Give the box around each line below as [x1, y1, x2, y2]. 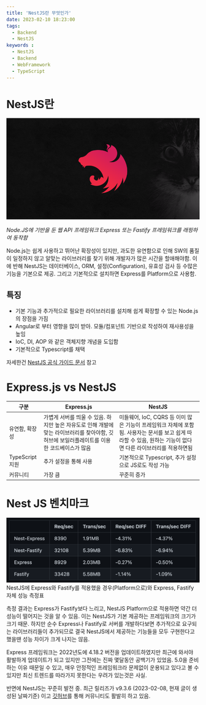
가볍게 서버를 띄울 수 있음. [44, 413, 105, 420]
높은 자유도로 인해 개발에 [55, 421, 114, 428]
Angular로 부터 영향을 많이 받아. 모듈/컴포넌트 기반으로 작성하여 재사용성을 [15, 322, 194, 329]
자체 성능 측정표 [6, 592, 45, 599]
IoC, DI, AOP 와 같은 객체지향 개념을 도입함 [15, 337, 118, 345]
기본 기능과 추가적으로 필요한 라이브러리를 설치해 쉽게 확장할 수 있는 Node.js [15, 307, 199, 314]
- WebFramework [12, 61, 51, 67]
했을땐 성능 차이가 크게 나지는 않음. [6, 636, 90, 643]
